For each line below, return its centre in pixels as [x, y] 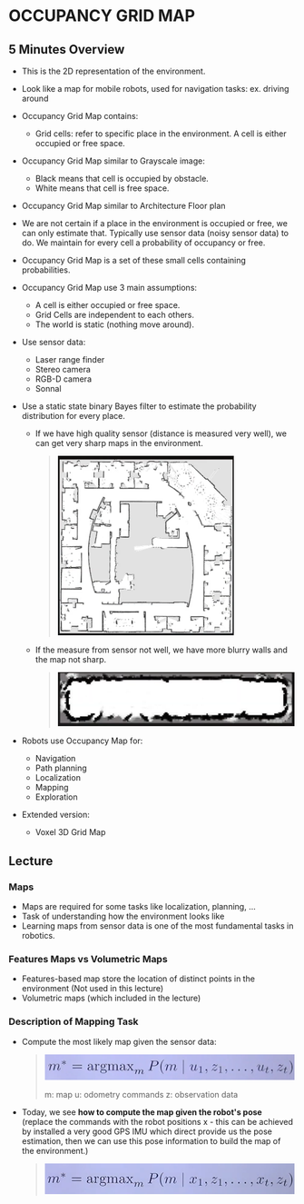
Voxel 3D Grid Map [70, 832]
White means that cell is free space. [102, 188]
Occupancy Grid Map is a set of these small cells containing [134, 260]
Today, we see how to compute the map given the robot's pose [142, 1112]
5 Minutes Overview [67, 50]
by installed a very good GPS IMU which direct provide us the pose [147, 1131]
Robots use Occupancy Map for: [82, 741]
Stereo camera [63, 369]
